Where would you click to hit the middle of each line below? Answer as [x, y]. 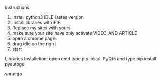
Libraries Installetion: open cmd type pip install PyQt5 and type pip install [81, 59]
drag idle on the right [34, 44]
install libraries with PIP [36, 22]
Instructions [17, 7]
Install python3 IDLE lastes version [48, 17]
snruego [13, 74]
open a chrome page [34, 38]
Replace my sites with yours [41, 28]
